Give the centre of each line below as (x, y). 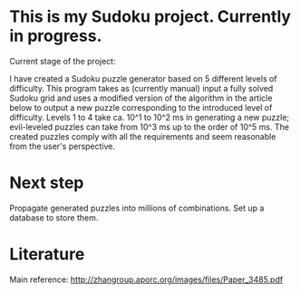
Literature (47, 255)
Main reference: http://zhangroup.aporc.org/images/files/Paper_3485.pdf (146, 279)
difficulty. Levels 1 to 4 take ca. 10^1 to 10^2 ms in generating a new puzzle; (150, 117)
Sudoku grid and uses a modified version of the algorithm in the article (141, 98)
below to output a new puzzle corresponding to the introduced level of (141, 107)
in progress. (56, 36)
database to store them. (54, 217)
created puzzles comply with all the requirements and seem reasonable (143, 136)
